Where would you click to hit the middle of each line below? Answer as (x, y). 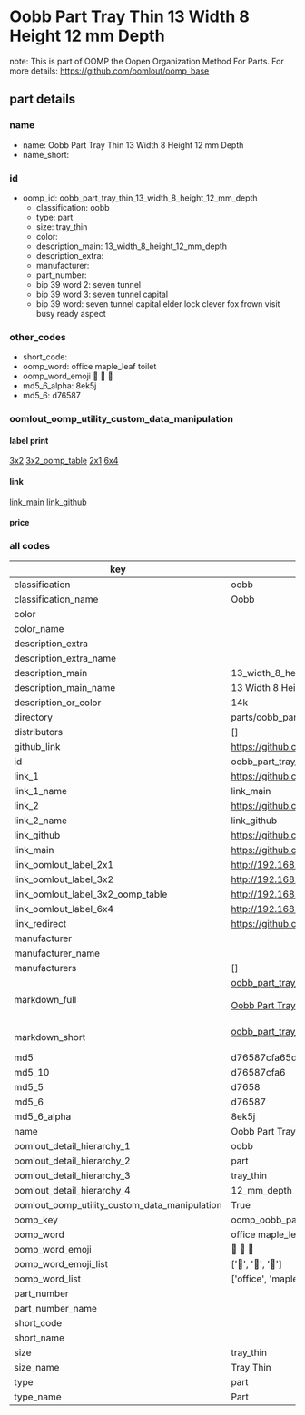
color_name (39, 629)
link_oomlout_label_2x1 (64, 865)
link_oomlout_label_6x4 (64, 909)
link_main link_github (49, 502)
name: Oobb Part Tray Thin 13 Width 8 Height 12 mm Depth (133, 145)
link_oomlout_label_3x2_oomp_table (91, 894)
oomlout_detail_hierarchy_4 (72, 1191)
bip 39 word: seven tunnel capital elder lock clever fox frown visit (158, 304)
